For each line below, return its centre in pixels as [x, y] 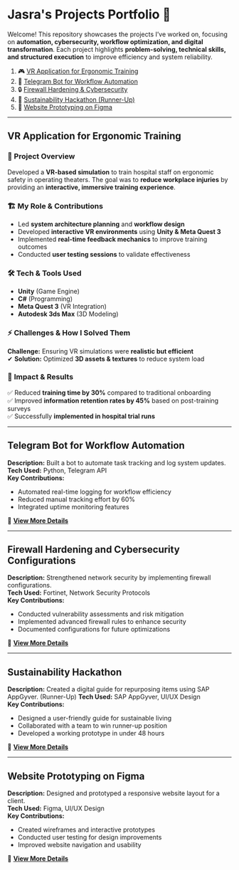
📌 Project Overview [41, 157]
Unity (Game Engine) [49, 292]
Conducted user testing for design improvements [90, 837]
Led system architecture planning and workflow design [101, 224]
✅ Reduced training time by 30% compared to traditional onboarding [109, 392]
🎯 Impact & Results [40, 377]
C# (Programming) [45, 299]
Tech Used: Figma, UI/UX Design [56, 808]
